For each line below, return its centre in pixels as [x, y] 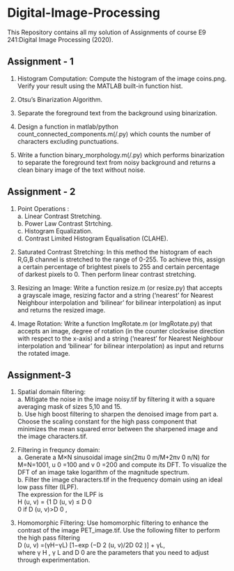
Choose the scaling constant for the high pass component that [107, 421]
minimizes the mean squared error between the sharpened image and [117, 429]
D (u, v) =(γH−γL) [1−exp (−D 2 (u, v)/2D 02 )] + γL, [91, 545]
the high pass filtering [48, 538]
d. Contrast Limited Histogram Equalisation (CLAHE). [93, 238]
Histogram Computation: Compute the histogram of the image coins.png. [122, 78]
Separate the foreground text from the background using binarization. [117, 113]
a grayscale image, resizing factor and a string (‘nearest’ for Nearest [115, 295]
